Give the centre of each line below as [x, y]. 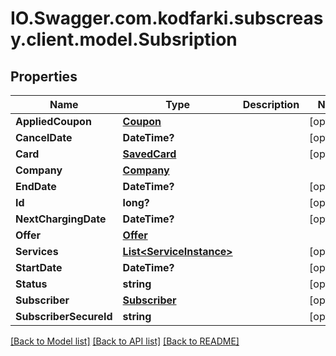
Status [31, 284]
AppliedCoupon [53, 121]
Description [271, 104]
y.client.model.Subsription [124, 39]
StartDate [39, 267]
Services [37, 251]
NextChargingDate [61, 219]
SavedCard [149, 154]
